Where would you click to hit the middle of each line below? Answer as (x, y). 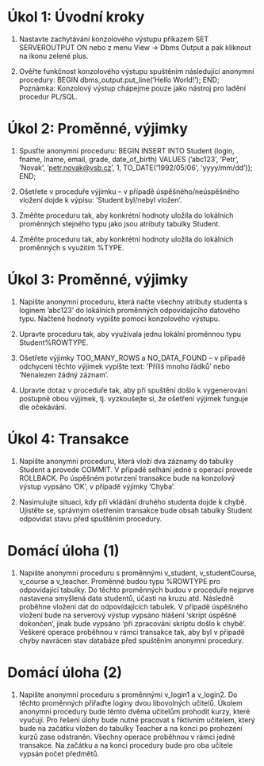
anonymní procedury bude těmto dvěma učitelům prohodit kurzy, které (134, 711)
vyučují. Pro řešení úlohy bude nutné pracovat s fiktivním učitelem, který (137, 720)
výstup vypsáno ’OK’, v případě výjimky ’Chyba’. (97, 486)
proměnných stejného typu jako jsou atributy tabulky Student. (120, 223)
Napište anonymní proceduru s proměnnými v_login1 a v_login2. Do (128, 694)
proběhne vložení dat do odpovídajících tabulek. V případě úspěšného (134, 606)
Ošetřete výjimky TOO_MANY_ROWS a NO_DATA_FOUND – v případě (132, 358)
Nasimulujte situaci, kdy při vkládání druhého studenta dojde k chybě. (133, 501)
